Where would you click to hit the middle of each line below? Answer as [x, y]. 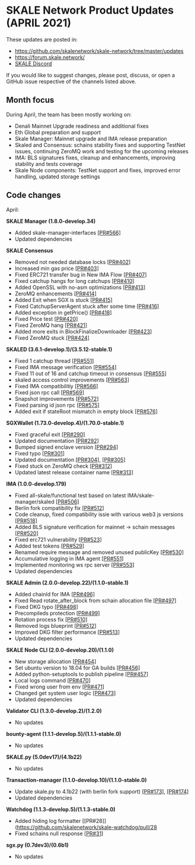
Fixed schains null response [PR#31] [59, 833]
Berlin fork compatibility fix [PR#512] [60, 508]
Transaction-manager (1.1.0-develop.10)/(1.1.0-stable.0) [76, 780]
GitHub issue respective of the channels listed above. [71, 81]
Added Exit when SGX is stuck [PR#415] [63, 300]
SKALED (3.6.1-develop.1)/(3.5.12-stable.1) [59, 349]
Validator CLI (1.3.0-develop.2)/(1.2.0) [54, 710]
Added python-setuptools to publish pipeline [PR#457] [81, 674]
